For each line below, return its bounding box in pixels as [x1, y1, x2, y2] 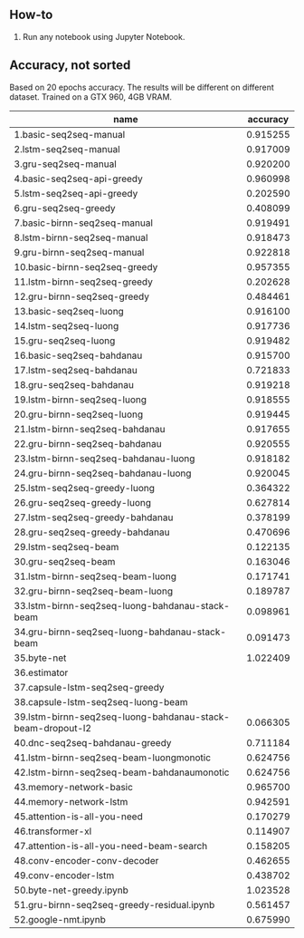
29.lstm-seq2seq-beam [14, 540, 119, 553]
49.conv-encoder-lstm [14, 869, 115, 882]
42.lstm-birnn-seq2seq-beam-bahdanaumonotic [14, 766, 230, 778]
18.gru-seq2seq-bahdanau [14, 378, 134, 391]
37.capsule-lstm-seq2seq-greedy [14, 681, 165, 693]
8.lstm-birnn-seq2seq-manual [14, 231, 148, 244]
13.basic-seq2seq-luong [14, 305, 124, 317]
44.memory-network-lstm [14, 795, 128, 807]
